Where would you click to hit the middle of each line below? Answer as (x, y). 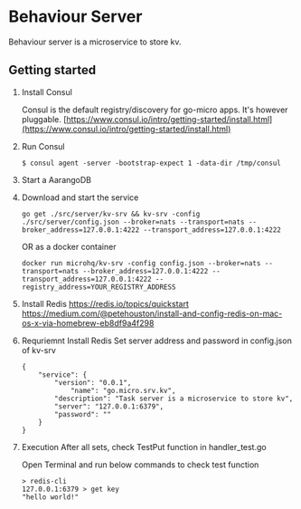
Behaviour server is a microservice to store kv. (95, 42)
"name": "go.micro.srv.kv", (123, 390)
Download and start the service (80, 197)
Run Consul (43, 146)
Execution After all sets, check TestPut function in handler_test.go (144, 447)
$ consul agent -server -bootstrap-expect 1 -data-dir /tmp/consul (151, 163)
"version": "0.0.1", (93, 382)
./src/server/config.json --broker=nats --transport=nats (133, 222)
